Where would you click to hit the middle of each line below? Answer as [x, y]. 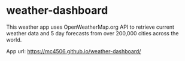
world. [14, 39]
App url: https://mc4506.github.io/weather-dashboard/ [74, 51]
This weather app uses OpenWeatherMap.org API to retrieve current [90, 27]
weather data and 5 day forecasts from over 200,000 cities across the [92, 33]
